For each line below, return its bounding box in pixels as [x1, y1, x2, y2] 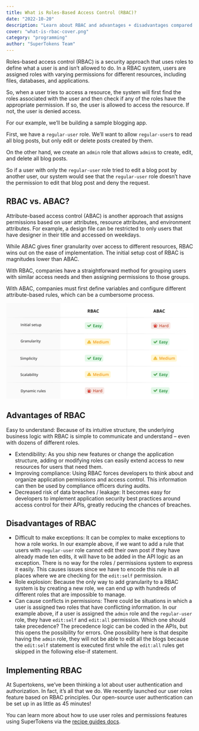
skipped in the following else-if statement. [14, 648, 118, 655]
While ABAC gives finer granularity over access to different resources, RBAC [6, 242, 193, 250]
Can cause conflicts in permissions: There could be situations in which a [14, 598, 192, 605]
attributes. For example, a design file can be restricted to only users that [6, 225, 183, 232]
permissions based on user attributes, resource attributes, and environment [6, 218, 191, 226]
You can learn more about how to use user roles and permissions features [6, 712, 187, 719]
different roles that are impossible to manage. [14, 591, 127, 598]
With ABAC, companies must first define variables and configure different [6, 285, 186, 292]
